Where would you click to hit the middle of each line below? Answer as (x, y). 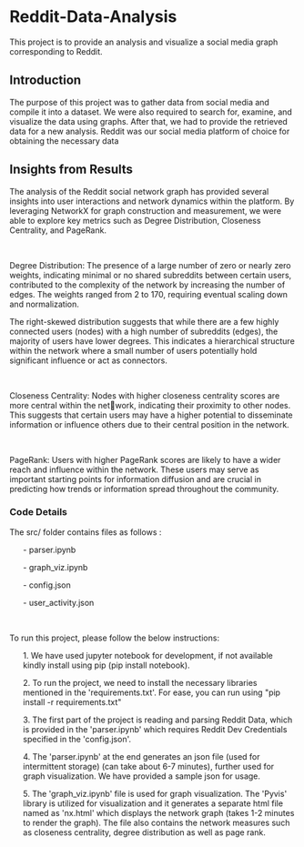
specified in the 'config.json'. (77, 739)
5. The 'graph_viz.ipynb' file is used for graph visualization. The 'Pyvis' (155, 793)
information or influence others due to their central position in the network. (149, 424)
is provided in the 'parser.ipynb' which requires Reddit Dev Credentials (155, 729)
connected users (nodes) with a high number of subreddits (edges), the (144, 331)
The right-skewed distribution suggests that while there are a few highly (144, 321)
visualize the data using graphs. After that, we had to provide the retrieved (149, 121)
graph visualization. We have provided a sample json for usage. (142, 776)
